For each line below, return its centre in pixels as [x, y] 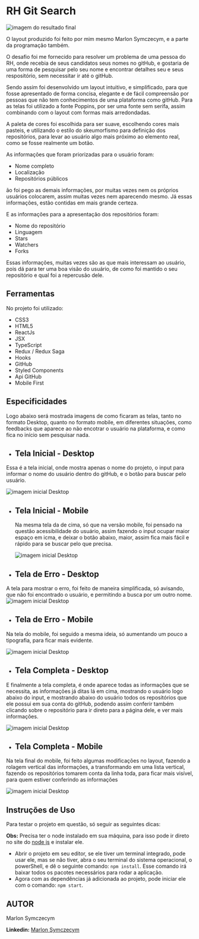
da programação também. [38, 45]
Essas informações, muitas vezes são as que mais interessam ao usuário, [96, 262]
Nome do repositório [40, 226]
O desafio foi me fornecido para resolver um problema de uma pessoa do [96, 56]
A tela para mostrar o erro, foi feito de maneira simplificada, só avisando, [95, 588]
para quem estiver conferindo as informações [62, 780]
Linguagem [29, 232]
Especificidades [37, 401]
